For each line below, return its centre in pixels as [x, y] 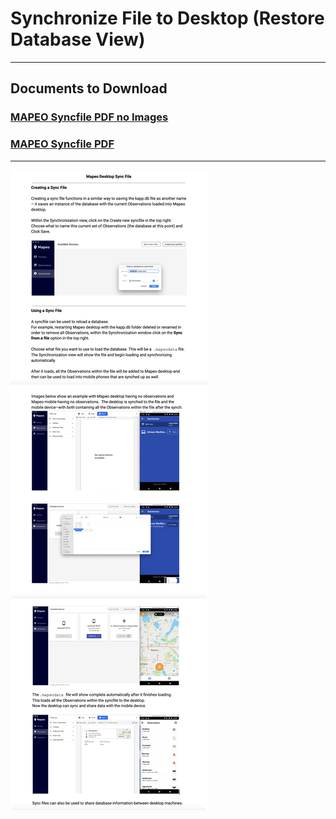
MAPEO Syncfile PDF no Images [89, 117]
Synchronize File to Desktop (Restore [167, 18]
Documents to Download [89, 88]
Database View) [78, 39]
